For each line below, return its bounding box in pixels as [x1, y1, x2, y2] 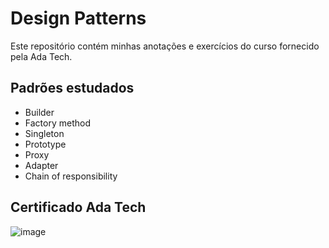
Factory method [24, 117, 91, 129]
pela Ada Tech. [10, 50, 73, 62]
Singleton [24, 127, 65, 139]
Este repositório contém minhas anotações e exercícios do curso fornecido [10, 40, 320, 52]
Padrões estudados [10, 80, 135, 97]
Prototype [24, 138, 67, 150]
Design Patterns [10, 7, 147, 30]
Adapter [24, 159, 59, 171]
